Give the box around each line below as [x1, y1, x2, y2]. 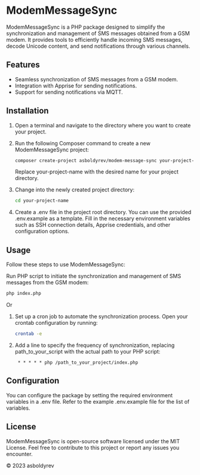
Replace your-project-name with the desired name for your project [14, 168, 179, 175]
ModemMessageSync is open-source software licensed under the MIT [6, 437, 180, 444]
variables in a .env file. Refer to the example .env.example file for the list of [6, 398, 190, 405]
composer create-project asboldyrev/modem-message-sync [14, 157, 157, 163]
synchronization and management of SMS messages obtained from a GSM [6, 29, 190, 36]
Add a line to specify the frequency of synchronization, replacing [14, 342, 175, 349]
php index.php [6, 291, 42, 297]
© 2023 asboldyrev [6, 462, 55, 469]
